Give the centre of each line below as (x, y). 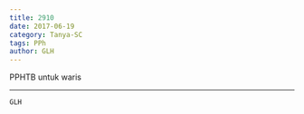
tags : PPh (28, 43)
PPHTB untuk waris (45, 77)
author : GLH (32, 52)
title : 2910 (32, 18)
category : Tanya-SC (46, 34)
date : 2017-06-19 (42, 26)
